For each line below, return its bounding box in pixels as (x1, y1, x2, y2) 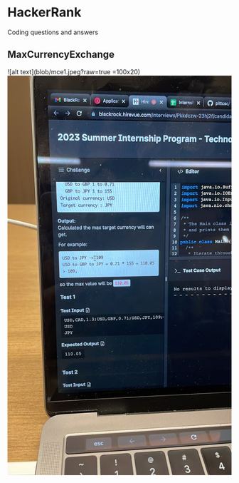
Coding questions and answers (7, 28, 98, 36)
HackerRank (7, 4, 82, 21)
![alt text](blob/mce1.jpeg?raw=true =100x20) (7, 67, 141, 76)
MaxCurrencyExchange (7, 49, 115, 61)
